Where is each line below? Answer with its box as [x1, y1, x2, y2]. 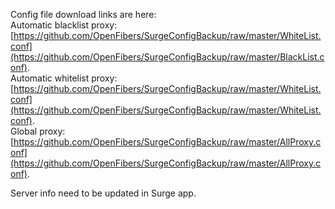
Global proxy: [10, 125, 66, 137]
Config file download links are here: [10, 9, 157, 20]
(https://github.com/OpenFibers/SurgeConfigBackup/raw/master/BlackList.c [10, 51, 325, 63]
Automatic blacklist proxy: [10, 19, 118, 31]
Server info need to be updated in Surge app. [10, 187, 197, 199]
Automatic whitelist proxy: [10, 72, 118, 84]
